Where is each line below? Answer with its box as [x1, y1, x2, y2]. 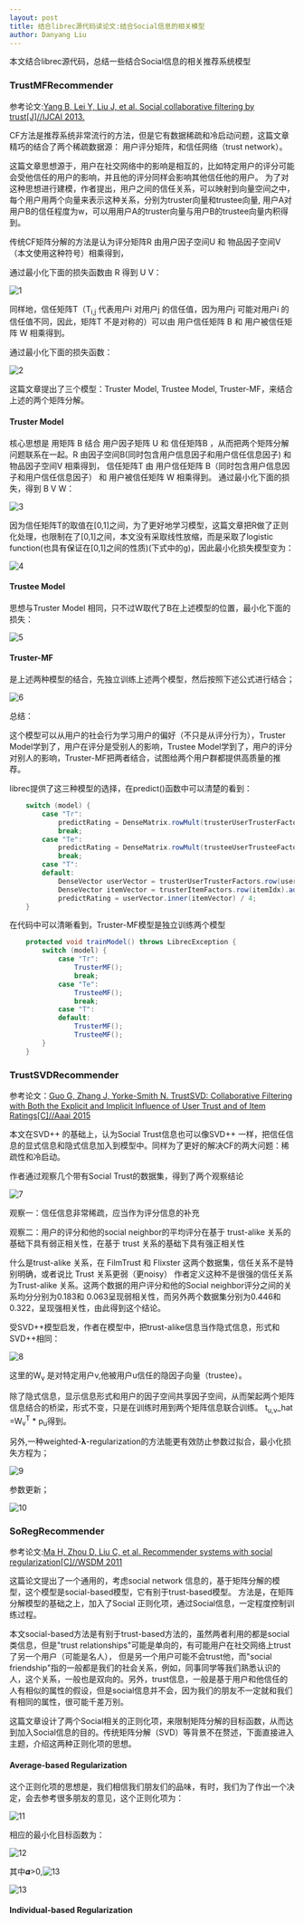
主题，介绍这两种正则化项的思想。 [9, 1738, 137, 1749]
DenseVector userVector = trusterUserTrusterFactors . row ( [57, 876, 281, 885]
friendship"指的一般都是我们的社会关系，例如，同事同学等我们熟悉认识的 [9, 1662, 280, 1673]
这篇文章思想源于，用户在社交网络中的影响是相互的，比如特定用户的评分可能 [9, 160, 295, 171]
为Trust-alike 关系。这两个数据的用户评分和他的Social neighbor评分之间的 [9, 1280, 284, 1290]
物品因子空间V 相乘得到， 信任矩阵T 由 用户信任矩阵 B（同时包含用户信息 [9, 460, 282, 471]
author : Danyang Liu [9, 30, 88, 39]
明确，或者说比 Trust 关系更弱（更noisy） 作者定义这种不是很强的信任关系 [16, 1268, 293, 1279]
